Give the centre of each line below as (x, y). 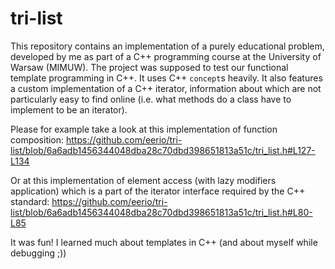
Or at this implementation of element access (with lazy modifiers (143, 180)
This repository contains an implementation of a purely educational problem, (167, 46)
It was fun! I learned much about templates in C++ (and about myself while (164, 242)
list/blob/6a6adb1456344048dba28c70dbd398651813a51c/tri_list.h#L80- (161, 212)
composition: (37, 139)
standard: (30, 201)
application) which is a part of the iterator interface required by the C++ (158, 191)
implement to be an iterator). (69, 109)
